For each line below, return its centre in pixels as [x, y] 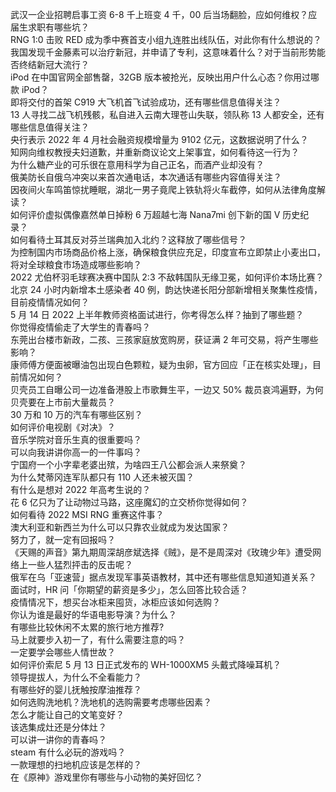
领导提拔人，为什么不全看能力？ [76, 677]
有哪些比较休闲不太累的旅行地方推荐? [87, 627]
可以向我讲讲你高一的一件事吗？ [76, 452]
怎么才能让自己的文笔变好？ [67, 714]
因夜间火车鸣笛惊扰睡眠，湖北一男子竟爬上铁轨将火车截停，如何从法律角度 [163, 189]
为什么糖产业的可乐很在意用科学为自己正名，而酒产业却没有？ [137, 164]
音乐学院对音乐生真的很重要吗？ [76, 439]
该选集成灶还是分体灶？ [58, 727]
